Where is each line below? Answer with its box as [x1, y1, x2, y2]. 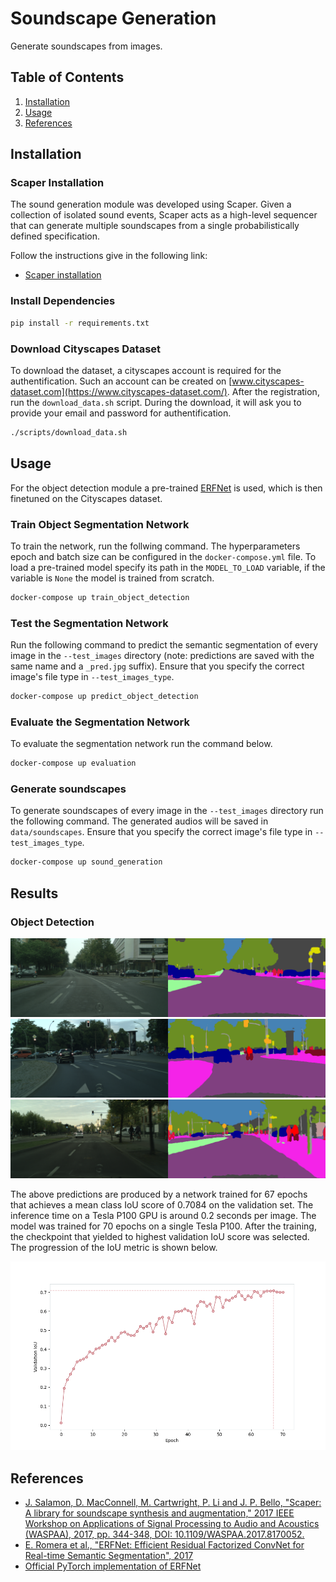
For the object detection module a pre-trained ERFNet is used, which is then [10, 482, 323, 494]
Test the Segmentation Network [10, 616, 169, 630]
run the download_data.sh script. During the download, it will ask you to [10, 396, 302, 408]
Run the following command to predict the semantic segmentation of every [10, 639, 319, 651]
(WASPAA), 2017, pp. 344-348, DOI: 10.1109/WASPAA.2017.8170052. [24, 1528, 305, 1541]
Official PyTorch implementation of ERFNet [24, 1560, 202, 1572]
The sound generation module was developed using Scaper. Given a [10, 198, 292, 211]
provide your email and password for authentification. [10, 407, 232, 419]
